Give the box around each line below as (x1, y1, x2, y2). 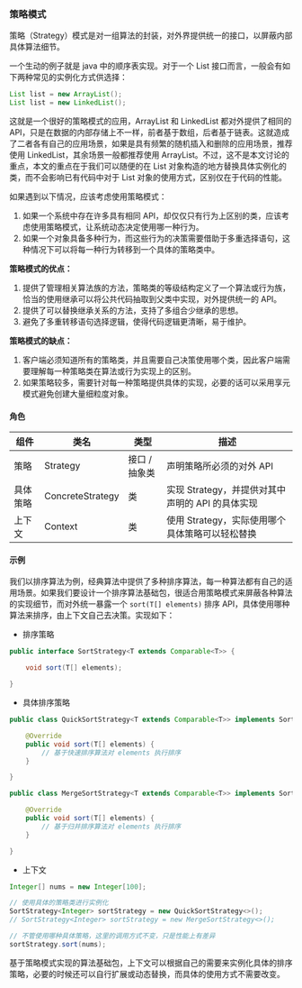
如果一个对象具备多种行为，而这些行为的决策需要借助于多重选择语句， (22, 233, 283, 244)
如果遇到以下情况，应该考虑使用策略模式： (9, 191, 167, 202)
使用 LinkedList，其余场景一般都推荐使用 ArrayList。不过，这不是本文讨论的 (9, 150, 290, 160)
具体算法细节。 (9, 41, 65, 52)
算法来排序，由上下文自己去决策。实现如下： (9, 610, 175, 621)
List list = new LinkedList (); (9, 98, 127, 107)
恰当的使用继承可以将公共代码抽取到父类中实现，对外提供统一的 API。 (22, 294, 282, 305)
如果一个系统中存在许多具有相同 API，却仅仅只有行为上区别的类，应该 (22, 210, 282, 222)
